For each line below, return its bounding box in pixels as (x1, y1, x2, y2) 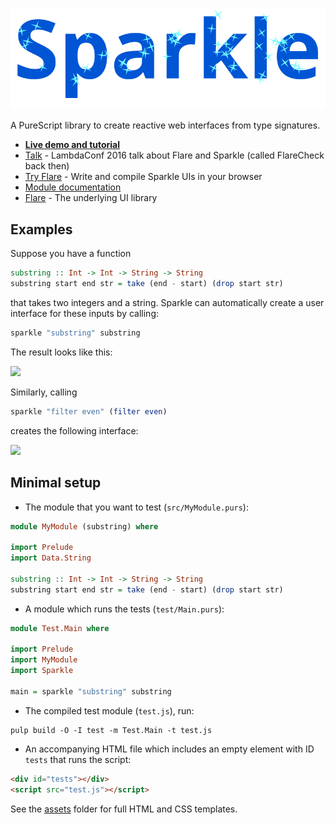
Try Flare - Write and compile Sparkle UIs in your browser (24, 171, 263, 183)
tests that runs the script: (24, 753, 132, 765)
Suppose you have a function (10, 248, 132, 260)
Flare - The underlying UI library (24, 192, 158, 204)
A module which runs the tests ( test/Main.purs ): (24, 603, 225, 615)
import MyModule (10, 655, 78, 665)
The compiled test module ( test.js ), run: (24, 704, 195, 717)
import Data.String (10, 553, 92, 563)
